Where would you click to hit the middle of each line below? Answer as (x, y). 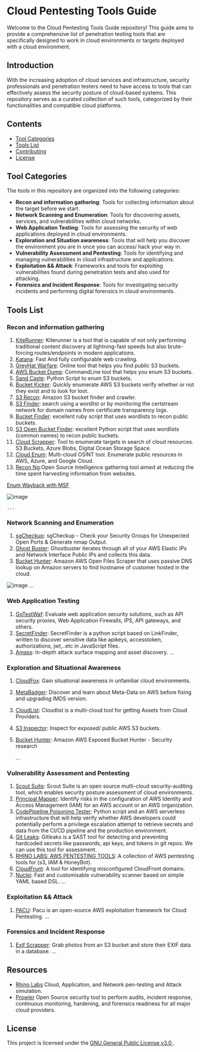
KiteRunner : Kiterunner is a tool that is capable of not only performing (101, 340)
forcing (24, 353)
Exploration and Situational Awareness (64, 667)
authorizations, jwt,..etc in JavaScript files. (67, 646)
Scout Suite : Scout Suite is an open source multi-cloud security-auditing (104, 786)
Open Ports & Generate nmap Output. (61, 542)
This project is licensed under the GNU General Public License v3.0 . (91, 1043)
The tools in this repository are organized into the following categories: (93, 191)
